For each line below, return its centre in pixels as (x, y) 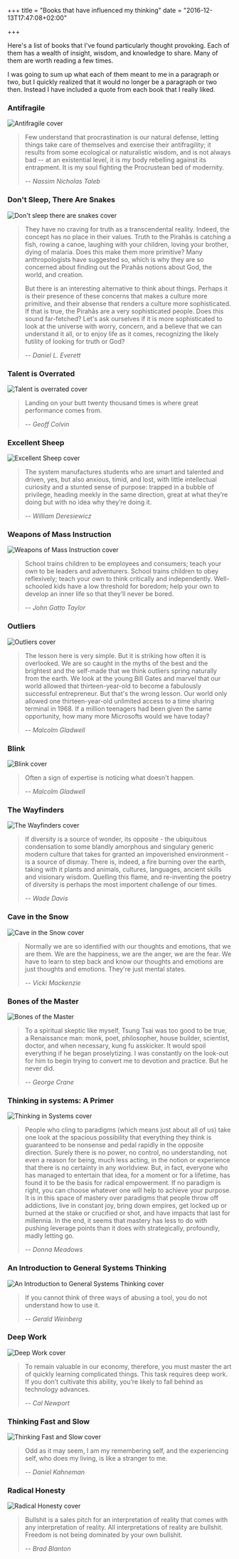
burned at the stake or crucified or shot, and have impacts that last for (127, 1213)
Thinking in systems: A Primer (60, 1100)
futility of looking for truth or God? (75, 341)
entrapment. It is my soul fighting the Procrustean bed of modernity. (124, 167)
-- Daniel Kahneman (55, 1472)
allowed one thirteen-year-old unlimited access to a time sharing (119, 701)
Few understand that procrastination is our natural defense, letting (122, 137)
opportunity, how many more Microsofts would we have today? (117, 716)
